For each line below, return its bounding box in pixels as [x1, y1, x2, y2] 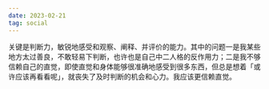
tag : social [8, 19, 48, 27]
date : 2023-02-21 [8, 11, 66, 20]
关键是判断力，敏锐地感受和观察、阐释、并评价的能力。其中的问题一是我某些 [8, 41, 261, 52]
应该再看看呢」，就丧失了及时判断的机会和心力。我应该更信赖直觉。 [14, 72, 236, 81]
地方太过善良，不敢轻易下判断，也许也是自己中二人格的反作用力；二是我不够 [8, 52, 261, 61]
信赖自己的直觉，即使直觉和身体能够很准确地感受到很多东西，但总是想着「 [8, 61, 254, 72]
